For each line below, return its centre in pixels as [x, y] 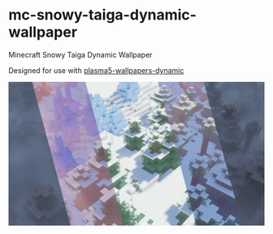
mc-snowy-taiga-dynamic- [103, 15]
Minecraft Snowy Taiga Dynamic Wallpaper [80, 54]
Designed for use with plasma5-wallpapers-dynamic [96, 70]
